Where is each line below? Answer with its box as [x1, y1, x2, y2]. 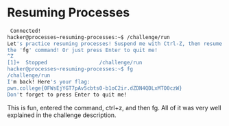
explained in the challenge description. [7, 111, 117, 119]
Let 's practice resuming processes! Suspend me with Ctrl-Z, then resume [7, 40, 223, 47]
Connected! [10, 27, 41, 34]
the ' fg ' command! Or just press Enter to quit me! [7, 47, 158, 53]
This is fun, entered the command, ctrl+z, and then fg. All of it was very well [7, 103, 221, 112]
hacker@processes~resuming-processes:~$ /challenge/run [7, 34, 170, 40]
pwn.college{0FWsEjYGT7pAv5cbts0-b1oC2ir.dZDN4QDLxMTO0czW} [7, 84, 183, 92]
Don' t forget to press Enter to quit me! [7, 91, 128, 98]
